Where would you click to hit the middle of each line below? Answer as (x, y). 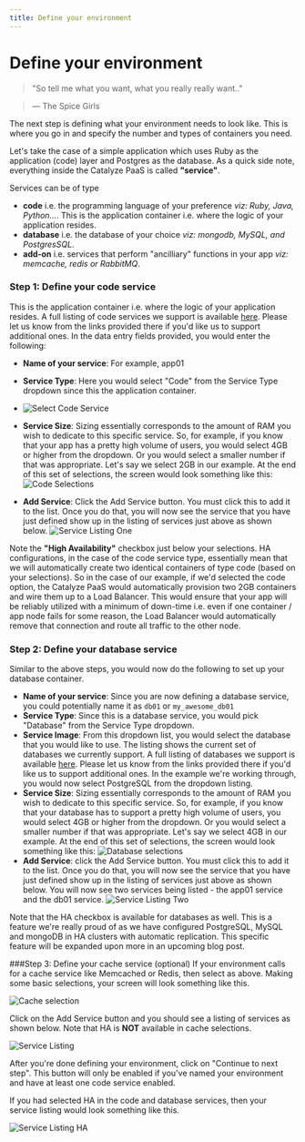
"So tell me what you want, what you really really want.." (137, 88)
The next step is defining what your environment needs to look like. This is (149, 123)
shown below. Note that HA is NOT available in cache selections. (131, 1028)
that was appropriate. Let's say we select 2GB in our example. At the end (159, 464)
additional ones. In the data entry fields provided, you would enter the (140, 336)
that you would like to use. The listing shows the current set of (139, 745)
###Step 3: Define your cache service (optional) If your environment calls (147, 964)
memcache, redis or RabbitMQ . (81, 263)
